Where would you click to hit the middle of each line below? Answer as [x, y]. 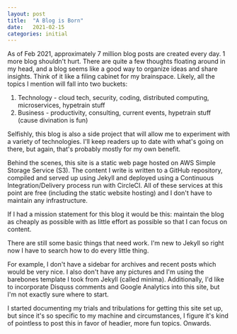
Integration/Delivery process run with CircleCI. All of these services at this [115, 186]
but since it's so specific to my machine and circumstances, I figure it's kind [118, 316]
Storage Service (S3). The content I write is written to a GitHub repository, [115, 170]
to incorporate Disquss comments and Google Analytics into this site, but [114, 287]
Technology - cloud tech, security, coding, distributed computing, [113, 98]
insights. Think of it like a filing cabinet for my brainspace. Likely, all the [111, 77]
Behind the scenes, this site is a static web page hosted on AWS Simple [111, 163]
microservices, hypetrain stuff [61, 105]
